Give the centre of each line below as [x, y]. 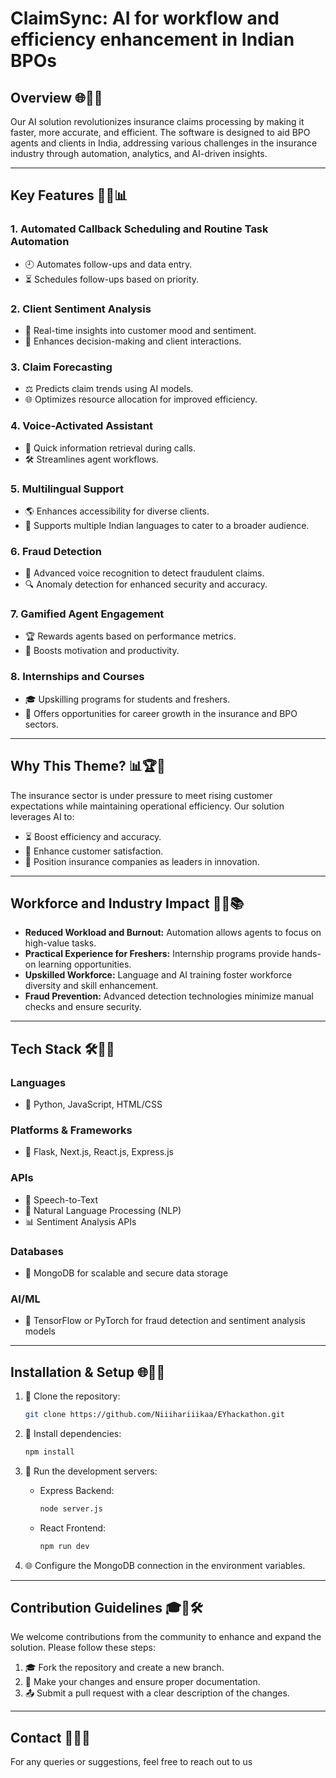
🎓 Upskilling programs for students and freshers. [127, 699]
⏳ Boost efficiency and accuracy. [93, 836]
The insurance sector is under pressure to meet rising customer [141, 795]
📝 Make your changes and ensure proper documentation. [142, 1682]
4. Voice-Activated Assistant [82, 426]
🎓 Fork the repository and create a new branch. [124, 1668]
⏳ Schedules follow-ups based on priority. [112, 279]
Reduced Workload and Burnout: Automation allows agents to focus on [173, 933]
